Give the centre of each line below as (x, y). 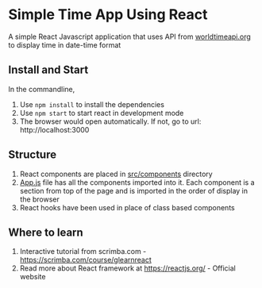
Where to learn (46, 232)
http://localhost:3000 (54, 129)
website (33, 277)
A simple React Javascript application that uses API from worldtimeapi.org (130, 36)
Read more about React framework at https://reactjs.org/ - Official (127, 268)
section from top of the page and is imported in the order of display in (134, 190)
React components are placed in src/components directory (116, 174)
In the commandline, (42, 89)
